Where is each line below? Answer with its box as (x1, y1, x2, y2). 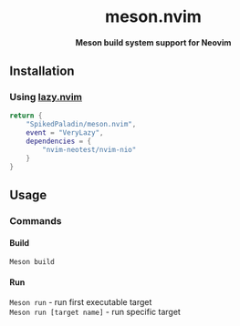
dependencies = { (26, 137, 92, 147)
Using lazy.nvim (9, 91, 83, 104)
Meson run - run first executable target (9, 297, 152, 308)
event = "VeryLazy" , (26, 128, 104, 138)
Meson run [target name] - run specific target (9, 307, 181, 318)
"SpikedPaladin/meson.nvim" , (26, 120, 137, 129)
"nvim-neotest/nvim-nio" (42, 145, 137, 154)
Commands (9, 214, 62, 227)
